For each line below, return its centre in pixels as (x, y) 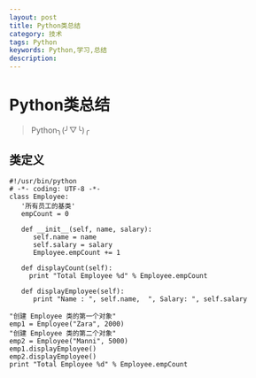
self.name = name (65, 237)
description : (33, 58)
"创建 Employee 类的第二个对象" (63, 333)
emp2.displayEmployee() (53, 356)
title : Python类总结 (45, 26)
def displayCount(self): (67, 268)
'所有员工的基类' (48, 206)
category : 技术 (36, 34)
